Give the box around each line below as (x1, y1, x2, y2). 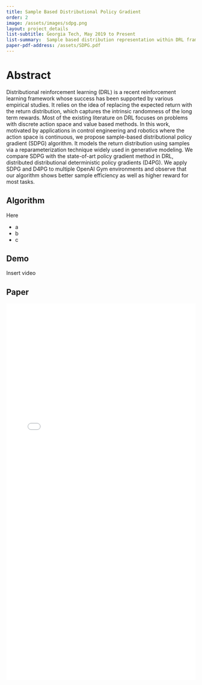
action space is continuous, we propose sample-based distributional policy (6, 133, 192, 140)
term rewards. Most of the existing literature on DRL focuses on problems (6, 114, 188, 121)
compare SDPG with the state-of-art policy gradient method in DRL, (6, 152, 174, 160)
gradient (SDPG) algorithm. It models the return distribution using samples (6, 139, 190, 147)
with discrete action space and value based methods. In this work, (6, 120, 170, 127)
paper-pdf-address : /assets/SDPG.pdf (6, 43, 101, 49)
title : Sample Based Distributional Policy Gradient (6, 8, 141, 15)
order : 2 (6, 14, 28, 21)
